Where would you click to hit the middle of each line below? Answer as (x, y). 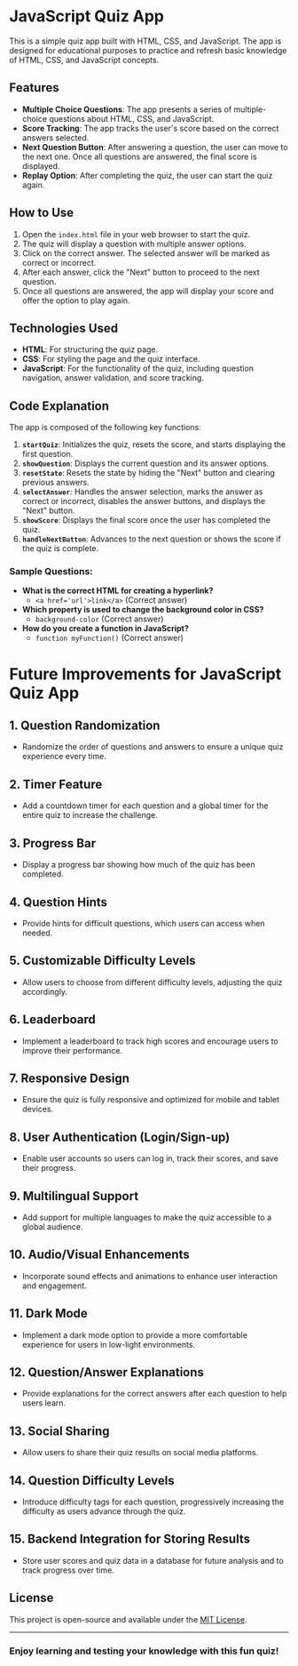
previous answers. (56, 483)
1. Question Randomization (85, 726)
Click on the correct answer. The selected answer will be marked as (146, 253)
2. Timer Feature (56, 784)
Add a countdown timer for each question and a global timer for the (145, 805)
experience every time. (64, 757)
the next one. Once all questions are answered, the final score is (139, 156)
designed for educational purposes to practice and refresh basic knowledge (148, 50)
